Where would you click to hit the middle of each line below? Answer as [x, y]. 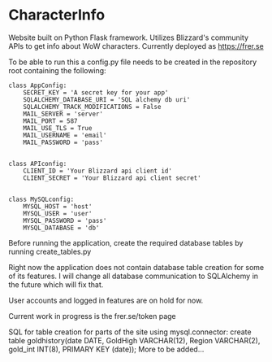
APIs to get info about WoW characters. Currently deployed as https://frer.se [136, 46]
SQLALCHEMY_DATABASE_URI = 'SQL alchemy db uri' [107, 99]
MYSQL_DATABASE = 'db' [61, 228]
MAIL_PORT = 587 [51, 121]
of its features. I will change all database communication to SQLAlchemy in [133, 276]
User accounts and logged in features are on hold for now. [106, 300]
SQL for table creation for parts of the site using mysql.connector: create [130, 332]
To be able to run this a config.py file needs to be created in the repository [133, 62]
